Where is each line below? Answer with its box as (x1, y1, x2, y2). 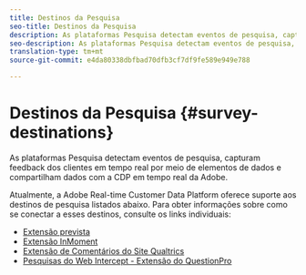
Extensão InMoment (22, 236, 98, 247)
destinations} (9, 122, 114, 143)
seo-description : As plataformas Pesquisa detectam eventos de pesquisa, (9, 38, 296, 48)
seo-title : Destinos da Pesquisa (9, 22, 137, 31)
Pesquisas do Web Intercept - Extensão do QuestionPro (22, 255, 232, 266)
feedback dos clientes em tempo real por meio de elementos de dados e (9, 161, 282, 173)
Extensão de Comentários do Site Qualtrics (22, 245, 185, 256)
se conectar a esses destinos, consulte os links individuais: (9, 209, 232, 219)
